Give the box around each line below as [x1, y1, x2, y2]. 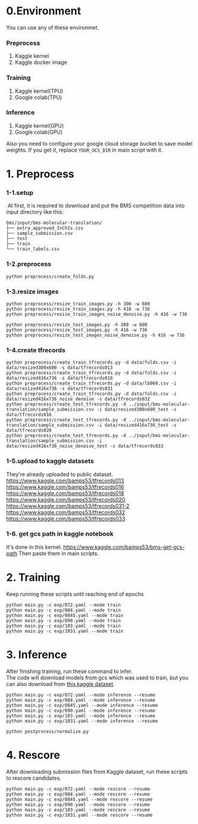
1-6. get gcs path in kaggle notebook [6, 530, 114, 538]
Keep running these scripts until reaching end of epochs [6, 590, 144, 598]
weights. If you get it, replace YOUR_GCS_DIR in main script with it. [6, 146, 163, 153]
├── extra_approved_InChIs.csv [6, 225, 84, 231]
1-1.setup [6, 188, 34, 196]
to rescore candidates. [6, 774, 61, 782]
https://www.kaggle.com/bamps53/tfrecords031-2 [6, 502, 130, 509]
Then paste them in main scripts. [18, 549, 99, 556]
